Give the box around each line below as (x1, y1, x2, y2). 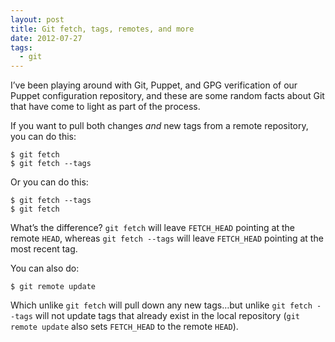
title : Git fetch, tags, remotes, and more (10, 24, 195, 34)
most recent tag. (10, 243, 78, 255)
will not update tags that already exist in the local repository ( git (34, 310, 300, 322)
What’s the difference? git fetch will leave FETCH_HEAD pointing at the (10, 222, 295, 234)
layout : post (10, 14, 65, 25)
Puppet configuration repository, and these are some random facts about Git (10, 90, 325, 102)
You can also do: (10, 262, 80, 275)
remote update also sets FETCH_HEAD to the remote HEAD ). (10, 321, 239, 333)
